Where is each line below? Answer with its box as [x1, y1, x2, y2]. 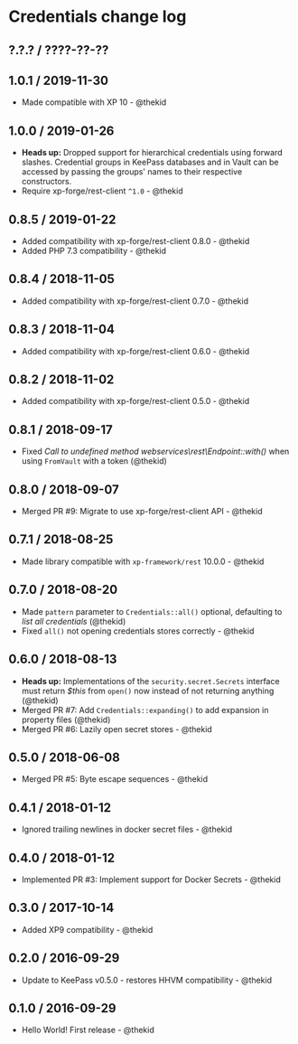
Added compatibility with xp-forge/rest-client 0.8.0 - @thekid [21, 236, 250, 247]
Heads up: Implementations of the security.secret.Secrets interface [21, 675, 281, 686]
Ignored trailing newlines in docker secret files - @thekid [21, 824, 232, 835]
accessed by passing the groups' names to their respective [21, 166, 243, 177]
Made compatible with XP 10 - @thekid [21, 97, 167, 108]
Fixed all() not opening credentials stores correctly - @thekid [21, 625, 255, 636]
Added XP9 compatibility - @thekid [21, 924, 154, 935]
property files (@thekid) [21, 714, 111, 725]
